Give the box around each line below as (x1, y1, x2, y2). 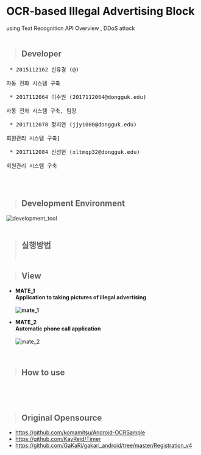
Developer (21, 49, 62, 59)
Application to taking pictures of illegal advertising (15, 293, 147, 300)
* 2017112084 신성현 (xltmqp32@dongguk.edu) (9, 148, 140, 155)
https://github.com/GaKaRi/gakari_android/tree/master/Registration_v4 (15, 442, 192, 450)
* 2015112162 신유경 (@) (9, 66, 79, 73)
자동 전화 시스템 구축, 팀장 (6, 107, 77, 114)
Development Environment (21, 198, 125, 209)
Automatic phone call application (15, 325, 101, 332)
